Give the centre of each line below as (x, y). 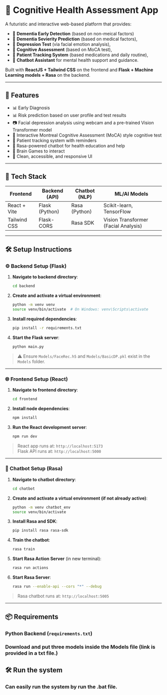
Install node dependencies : (41, 409)
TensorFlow (117, 211)
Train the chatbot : (31, 540)
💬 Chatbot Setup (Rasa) (34, 469)
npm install (25, 417)
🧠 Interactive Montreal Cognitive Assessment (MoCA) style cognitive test (87, 135)
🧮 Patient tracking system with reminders (54, 140)
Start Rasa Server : (32, 577)
